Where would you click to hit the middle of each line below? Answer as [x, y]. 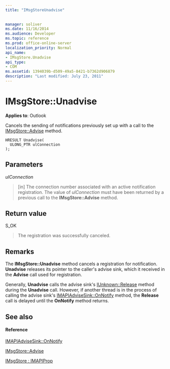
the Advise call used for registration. [44, 275]
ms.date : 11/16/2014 [27, 29]
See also [19, 317]
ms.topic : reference [27, 39]
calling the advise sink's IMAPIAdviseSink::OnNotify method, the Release [82, 295]
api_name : [16, 52]
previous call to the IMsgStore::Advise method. [68, 197]
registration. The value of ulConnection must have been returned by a [91, 192]
